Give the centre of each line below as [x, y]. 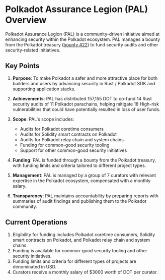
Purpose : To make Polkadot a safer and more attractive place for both [85, 78]
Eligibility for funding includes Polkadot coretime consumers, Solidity [84, 234]
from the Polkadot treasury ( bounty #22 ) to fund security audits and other [82, 44]
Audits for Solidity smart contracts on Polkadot [68, 134]
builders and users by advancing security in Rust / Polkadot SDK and [84, 83]
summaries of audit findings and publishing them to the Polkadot [79, 201]
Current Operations [36, 222]
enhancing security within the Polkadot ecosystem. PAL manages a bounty [83, 39]
